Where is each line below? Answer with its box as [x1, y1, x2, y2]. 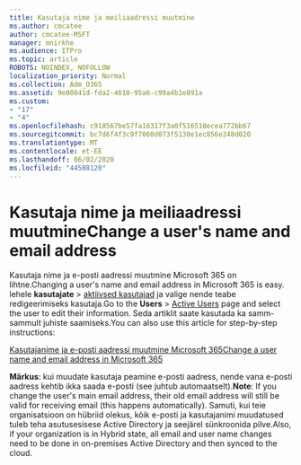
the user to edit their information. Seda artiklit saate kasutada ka [9, 308, 247, 319]
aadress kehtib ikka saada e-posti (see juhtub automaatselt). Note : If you [9, 381, 277, 391]
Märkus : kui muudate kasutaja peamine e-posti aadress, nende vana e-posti [9, 372, 293, 382]
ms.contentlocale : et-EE [9, 146, 102, 155]
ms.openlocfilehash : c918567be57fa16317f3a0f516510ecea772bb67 [9, 122, 252, 131]
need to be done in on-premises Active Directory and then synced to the [9, 438, 278, 449]
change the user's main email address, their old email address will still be [9, 390, 280, 401]
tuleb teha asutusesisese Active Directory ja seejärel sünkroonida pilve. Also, [9, 419, 292, 430]
